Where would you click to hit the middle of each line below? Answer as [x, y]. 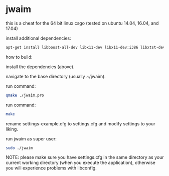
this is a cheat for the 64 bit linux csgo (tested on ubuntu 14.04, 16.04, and [82, 23]
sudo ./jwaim [19, 148]
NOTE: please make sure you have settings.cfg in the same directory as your [85, 157]
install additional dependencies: [39, 38]
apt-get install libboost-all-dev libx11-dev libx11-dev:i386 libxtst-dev [86, 47]
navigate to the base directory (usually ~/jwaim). [56, 76]
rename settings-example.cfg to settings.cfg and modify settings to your [80, 123]
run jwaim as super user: [31, 138]
